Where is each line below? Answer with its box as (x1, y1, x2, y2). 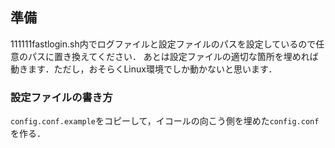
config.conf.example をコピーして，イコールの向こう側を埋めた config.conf (10, 115, 320, 127)
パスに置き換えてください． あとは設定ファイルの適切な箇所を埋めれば (27, 50, 319, 62)
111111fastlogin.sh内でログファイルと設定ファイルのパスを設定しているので (10, 38, 317, 50)
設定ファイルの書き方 (10, 90, 113, 104)
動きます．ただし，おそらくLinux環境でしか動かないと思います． (10, 63, 278, 75)
